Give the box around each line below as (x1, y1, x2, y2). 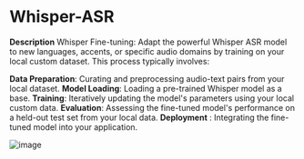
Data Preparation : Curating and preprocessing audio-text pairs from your (9, 73, 285, 84)
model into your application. (33, 121, 138, 133)
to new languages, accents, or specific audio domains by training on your (9, 45, 285, 56)
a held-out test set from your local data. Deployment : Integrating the (9, 112, 269, 123)
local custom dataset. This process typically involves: (9, 55, 210, 66)
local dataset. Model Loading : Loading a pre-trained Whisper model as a (9, 83, 282, 94)
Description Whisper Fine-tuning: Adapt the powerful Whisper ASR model (9, 36, 288, 47)
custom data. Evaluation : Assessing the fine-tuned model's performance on (9, 102, 296, 113)
